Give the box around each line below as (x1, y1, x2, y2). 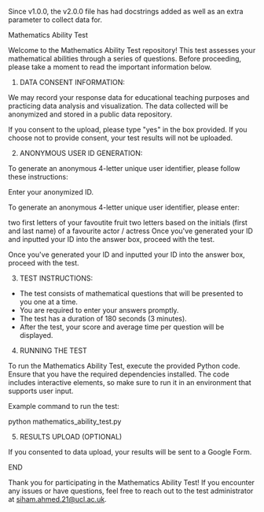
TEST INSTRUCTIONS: (19, 273, 93, 283)
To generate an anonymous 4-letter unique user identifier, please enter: (8, 202, 240, 212)
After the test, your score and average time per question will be (19, 322, 225, 332)
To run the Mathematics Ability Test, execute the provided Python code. (8, 362, 241, 370)
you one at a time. (19, 297, 79, 306)
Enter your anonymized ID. (8, 187, 94, 196)
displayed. (19, 331, 53, 339)
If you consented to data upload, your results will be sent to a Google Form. (8, 447, 252, 456)
